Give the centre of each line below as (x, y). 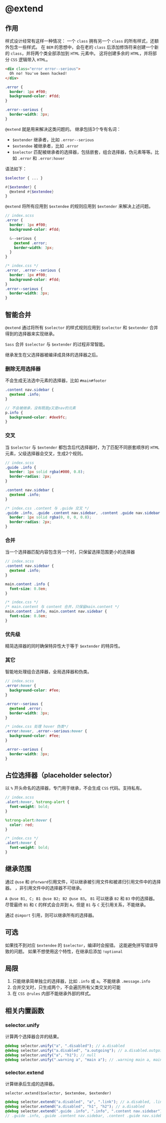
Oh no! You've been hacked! (39, 73)
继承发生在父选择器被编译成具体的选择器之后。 (53, 355)
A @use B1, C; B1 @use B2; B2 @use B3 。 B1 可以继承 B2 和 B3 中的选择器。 (81, 898)
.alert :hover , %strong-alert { (37, 802)
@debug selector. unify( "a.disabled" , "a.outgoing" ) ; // (64, 1050)
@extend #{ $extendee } (32, 192)
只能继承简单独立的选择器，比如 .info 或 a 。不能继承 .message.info (81, 981)
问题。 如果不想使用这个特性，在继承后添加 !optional (68, 951)
